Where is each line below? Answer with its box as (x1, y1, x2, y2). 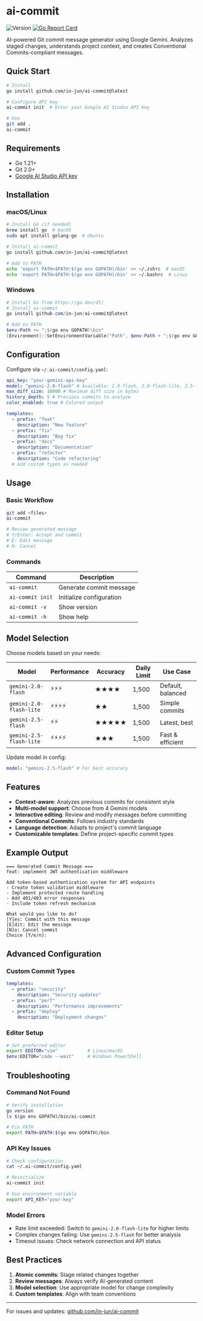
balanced (159, 689, 187, 697)
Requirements (6, 143, 60, 153)
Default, (159, 681, 182, 690)
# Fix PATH (6, 1124, 34, 1131)
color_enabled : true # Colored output (6, 400, 104, 406)
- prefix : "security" (11, 986, 66, 992)
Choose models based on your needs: (6, 649, 101, 656)
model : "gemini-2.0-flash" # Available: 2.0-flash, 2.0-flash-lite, (6, 383, 182, 389)
